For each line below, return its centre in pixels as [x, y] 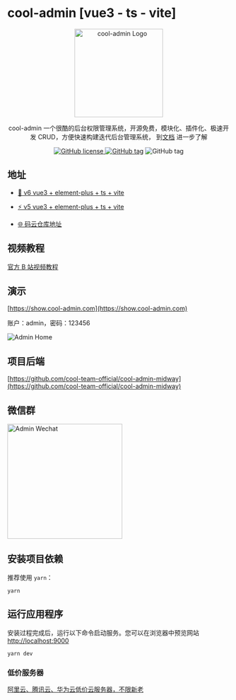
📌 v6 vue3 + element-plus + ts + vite [71, 192]
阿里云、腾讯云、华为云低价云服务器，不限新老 [75, 689]
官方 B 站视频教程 [33, 267]
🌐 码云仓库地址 [40, 223]
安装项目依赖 [35, 559]
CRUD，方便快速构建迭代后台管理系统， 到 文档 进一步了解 [123, 136]
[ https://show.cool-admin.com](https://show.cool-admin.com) [98, 308]
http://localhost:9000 [38, 641]
